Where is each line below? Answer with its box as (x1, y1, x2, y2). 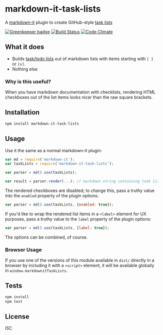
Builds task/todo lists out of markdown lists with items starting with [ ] (12, 56, 154, 62)
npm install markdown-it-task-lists (5, 121, 79, 126)
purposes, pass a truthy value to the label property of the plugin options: (5, 216, 151, 222)
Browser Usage (5, 246, 42, 253)
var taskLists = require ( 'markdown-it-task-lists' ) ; (5, 161, 114, 166)
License (5, 313, 30, 321)
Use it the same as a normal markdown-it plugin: (5, 147, 102, 153)
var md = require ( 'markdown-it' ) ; (5, 157, 75, 162)
